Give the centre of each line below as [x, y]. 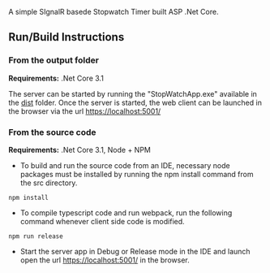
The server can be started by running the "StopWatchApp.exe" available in [133, 93]
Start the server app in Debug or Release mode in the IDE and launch [135, 251]
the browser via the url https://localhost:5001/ [85, 111]
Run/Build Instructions [66, 37]
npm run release [36, 236]
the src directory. [49, 183]
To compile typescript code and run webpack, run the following [126, 212]
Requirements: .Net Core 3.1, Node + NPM [80, 149]
